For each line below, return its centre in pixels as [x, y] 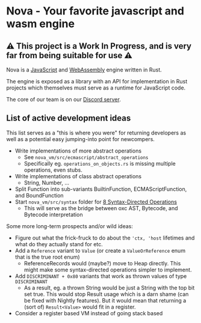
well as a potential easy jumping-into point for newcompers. [81, 139]
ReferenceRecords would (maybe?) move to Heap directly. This [102, 263]
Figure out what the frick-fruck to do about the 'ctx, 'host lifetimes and [105, 238]
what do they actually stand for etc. [59, 244]
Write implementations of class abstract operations [78, 176]
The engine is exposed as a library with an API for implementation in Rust [97, 81]
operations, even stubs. [53, 170]
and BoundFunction [39, 195]
